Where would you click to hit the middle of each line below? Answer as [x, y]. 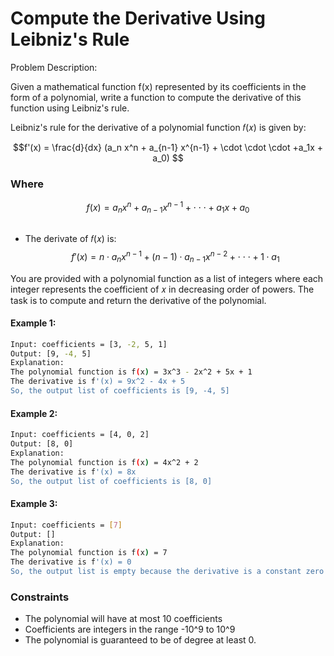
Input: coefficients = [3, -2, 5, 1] [89, 344]
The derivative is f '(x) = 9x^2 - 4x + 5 [98, 382]
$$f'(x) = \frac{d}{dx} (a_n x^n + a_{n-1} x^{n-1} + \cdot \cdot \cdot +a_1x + [167, 147]
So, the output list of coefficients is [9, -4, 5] [120, 391]
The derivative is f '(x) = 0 [71, 562]
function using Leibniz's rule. [70, 108]
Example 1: [33, 323]
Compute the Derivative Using [138, 18]
